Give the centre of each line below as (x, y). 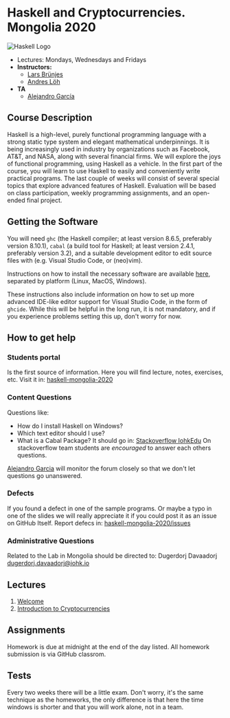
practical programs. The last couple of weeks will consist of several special (113, 178)
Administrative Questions (51, 541)
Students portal (34, 357)
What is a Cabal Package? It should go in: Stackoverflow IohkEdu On (114, 440)
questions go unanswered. (45, 475)
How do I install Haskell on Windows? (70, 426)
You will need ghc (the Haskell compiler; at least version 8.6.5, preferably (110, 238)
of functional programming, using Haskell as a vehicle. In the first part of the (115, 164)
